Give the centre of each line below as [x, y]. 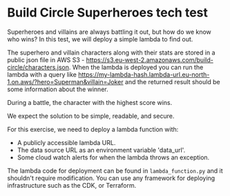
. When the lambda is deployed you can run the [136, 67]
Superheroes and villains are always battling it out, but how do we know [109, 32]
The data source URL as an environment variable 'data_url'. [101, 150]
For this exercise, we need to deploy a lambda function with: [93, 129]
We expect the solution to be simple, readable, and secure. [91, 116]
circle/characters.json [38, 67]
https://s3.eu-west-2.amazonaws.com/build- [150, 59]
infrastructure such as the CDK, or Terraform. [72, 185]
